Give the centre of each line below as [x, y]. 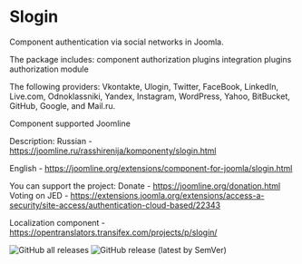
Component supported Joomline [70, 123]
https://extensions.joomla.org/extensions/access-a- [167, 195]
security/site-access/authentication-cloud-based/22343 [115, 205]
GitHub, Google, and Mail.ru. [63, 105]
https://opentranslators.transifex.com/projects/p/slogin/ [113, 232]
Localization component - [58, 222]
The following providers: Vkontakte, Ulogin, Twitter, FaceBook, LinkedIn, [144, 86]
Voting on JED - [39, 195]
